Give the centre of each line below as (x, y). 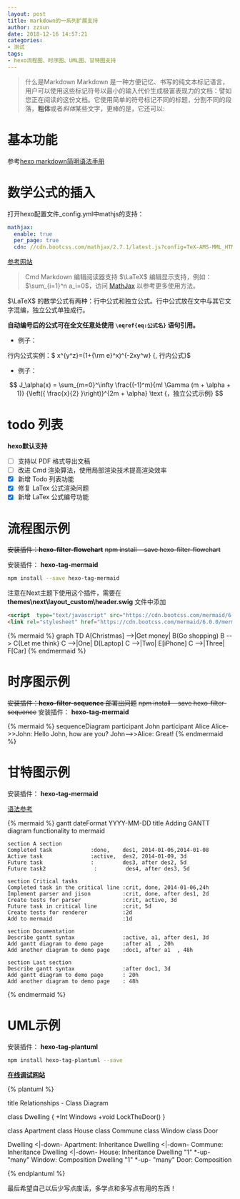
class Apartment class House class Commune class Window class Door (113, 1130)
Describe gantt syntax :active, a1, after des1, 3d (108, 937)
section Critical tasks (43, 881)
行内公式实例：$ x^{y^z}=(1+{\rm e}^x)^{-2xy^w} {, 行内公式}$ (99, 356)
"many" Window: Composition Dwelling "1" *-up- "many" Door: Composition (120, 1159)
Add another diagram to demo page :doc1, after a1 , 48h (100, 950)
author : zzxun (29, 27)
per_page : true (36, 241)
